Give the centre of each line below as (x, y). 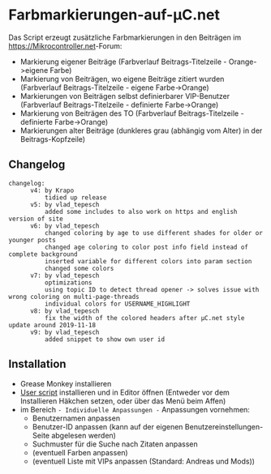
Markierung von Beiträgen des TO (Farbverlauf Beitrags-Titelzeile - (132, 113)
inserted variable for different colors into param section (148, 261)
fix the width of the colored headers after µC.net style (144, 318)
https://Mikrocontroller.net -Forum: (65, 45)
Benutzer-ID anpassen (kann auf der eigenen (108, 426)
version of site (36, 219)
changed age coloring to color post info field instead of (146, 247)
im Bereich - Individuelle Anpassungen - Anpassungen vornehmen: (135, 409)
